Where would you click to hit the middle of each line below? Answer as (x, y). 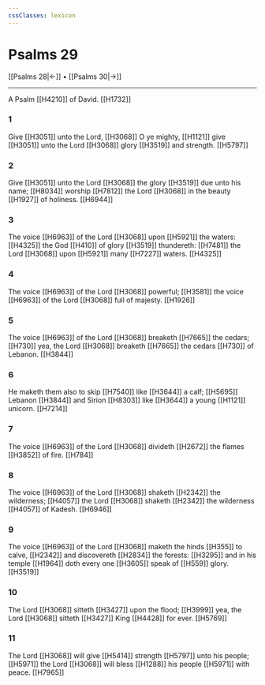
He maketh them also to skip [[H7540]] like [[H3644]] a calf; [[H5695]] (123, 392)
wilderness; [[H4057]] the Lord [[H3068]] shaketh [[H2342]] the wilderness (131, 500)
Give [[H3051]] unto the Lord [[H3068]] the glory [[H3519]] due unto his (125, 183)
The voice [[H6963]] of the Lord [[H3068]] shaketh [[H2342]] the (114, 492)
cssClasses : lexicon (42, 15)
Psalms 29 (43, 54)
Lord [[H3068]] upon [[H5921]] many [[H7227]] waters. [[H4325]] (115, 254)
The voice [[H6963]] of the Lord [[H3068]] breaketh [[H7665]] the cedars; (129, 338)
